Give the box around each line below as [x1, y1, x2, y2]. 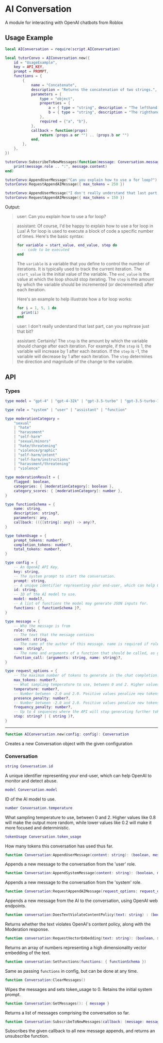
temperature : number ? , [14, 686, 60, 691]
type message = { [5, 619, 40, 624]
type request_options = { [5, 668, 57, 674]
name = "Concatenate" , [31, 82, 77, 87]
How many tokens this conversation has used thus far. [5, 843, 114, 849]
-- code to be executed [21, 247, 69, 252]
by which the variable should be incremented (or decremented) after [16, 281, 154, 287]
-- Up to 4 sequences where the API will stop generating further [14, 709, 151, 714]
